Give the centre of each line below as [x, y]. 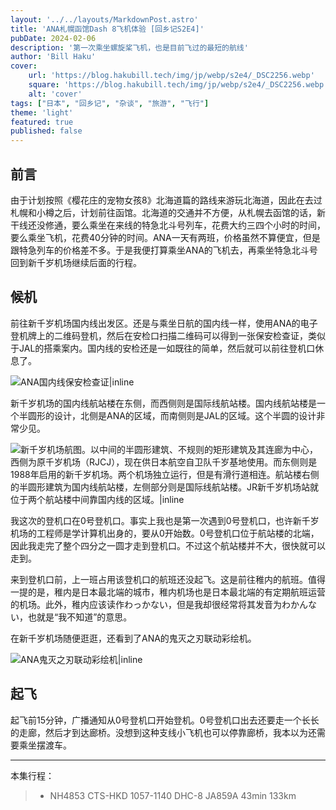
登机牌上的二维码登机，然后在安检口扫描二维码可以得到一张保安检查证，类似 [168, 335]
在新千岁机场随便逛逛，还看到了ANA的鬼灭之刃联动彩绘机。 [133, 638]
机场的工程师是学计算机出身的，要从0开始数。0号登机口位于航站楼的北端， [165, 533]
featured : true [42, 122]
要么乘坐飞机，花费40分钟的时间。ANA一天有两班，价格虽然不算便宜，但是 [165, 237]
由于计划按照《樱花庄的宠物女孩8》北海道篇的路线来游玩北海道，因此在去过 [166, 200]
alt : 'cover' [55, 94]
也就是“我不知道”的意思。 [80, 617]
